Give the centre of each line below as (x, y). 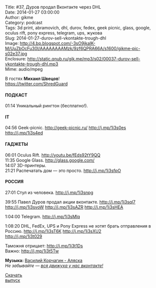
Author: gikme (19, 17)
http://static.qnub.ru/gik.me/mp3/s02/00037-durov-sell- (84, 59)
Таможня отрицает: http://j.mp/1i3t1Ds (44, 246)
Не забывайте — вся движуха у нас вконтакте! (54, 266)
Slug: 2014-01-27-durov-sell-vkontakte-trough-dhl (56, 38)
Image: (12, 43)
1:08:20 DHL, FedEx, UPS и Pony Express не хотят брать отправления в (78, 226)
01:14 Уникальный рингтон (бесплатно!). (47, 106)
